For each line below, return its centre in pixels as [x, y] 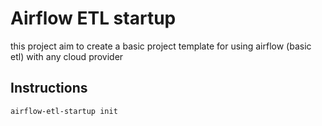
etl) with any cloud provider [67, 56]
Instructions [49, 88]
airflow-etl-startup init [64, 111]
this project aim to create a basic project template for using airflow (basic [161, 46]
